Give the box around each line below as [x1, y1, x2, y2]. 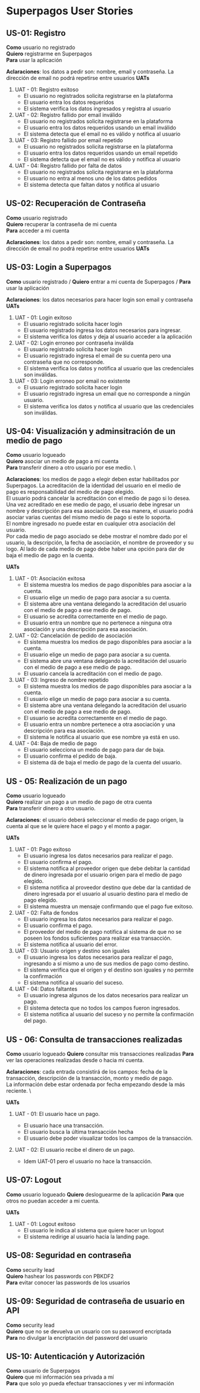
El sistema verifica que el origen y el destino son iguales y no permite [23, 966, 194, 974]
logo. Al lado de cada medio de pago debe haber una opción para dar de [6, 545, 185, 553]
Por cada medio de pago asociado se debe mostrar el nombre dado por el [6, 533, 187, 540]
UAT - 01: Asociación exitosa [14, 575, 85, 582]
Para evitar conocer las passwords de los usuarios [6, 1279, 130, 1286]
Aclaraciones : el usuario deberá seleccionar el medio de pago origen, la [6, 816, 184, 823]
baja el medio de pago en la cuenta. [6, 552, 94, 559]
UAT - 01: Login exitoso [14, 313, 73, 321]
